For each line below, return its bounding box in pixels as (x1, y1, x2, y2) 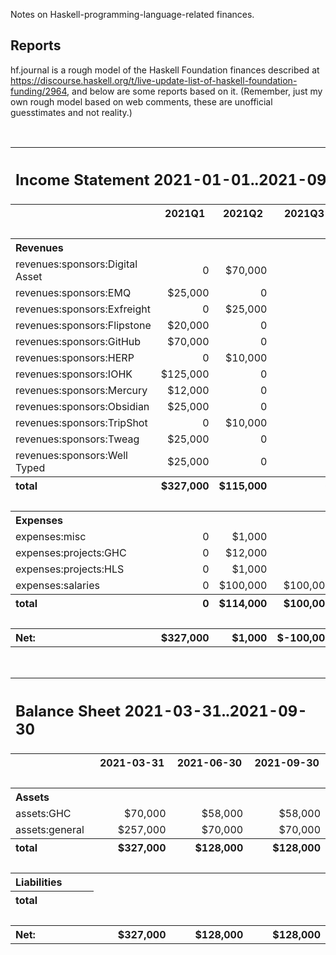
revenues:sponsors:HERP (15, 351, 135, 365)
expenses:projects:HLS (15, 562, 125, 576)
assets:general (15, 822, 85, 836)
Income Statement (15, 170, 150, 190)
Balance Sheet (15, 701, 122, 721)
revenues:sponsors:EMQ (15, 286, 132, 300)
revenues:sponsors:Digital (15, 257, 138, 271)
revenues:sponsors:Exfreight (15, 302, 151, 316)
